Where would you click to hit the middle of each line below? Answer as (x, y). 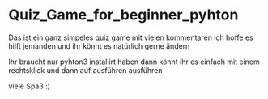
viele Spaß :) (30, 86)
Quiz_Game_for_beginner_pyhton (123, 15)
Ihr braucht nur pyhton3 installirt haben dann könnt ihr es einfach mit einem (134, 62)
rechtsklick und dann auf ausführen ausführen (86, 70)
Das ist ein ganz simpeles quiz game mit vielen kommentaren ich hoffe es (131, 37)
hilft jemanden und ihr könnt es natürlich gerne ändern (99, 45)
